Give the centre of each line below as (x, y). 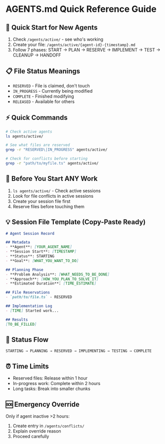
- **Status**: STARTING (30, 256)
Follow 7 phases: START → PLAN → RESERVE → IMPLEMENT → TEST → (86, 50)
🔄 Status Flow (27, 340)
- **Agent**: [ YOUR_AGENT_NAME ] (39, 247)
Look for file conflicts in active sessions (53, 196)
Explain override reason (37, 431)
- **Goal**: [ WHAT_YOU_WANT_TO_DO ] (42, 261)
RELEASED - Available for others (43, 101)
